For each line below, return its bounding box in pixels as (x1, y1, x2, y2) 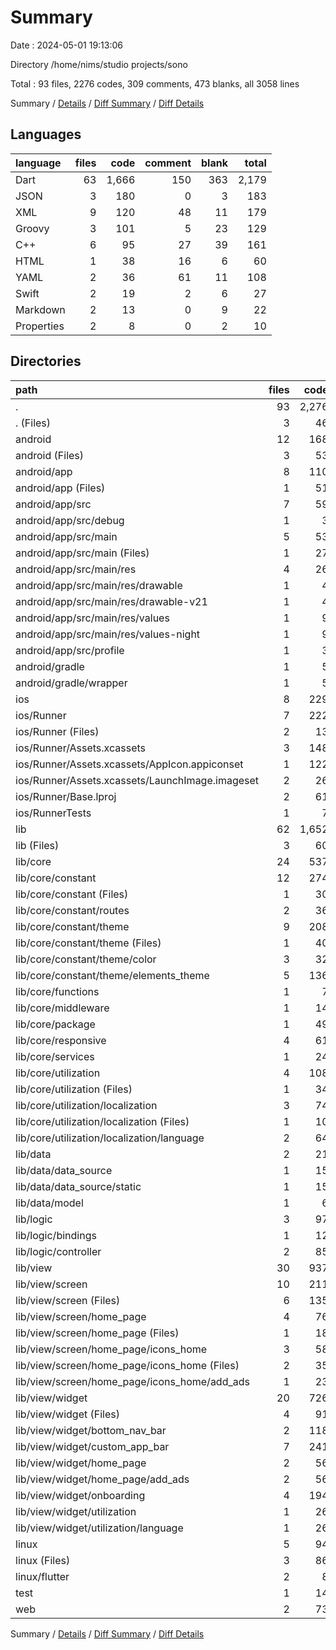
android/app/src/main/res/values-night (15, 627, 201, 641)
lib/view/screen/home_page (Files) (15, 1326, 180, 1340)
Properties (15, 319, 65, 333)
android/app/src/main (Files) (15, 546, 150, 560)
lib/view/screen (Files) (15, 1293, 121, 1307)
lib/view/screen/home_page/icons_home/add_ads (15, 1374, 250, 1388)
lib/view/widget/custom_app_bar (15, 1439, 170, 1453)
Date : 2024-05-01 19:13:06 (10, 39, 123, 51)
